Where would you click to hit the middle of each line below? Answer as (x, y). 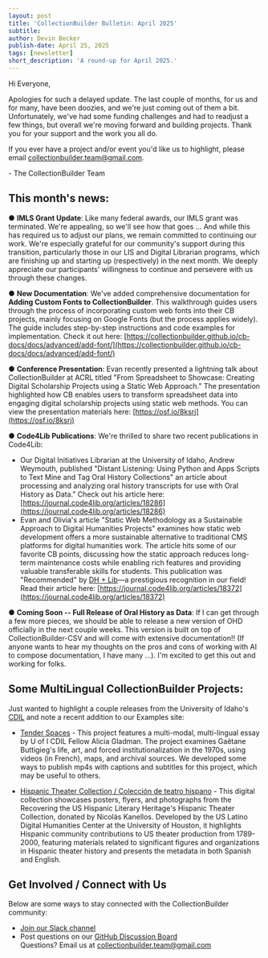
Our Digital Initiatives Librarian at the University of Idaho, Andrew (127, 460)
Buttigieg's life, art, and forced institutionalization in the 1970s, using (133, 749)
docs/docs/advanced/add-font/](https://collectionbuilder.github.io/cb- (125, 345)
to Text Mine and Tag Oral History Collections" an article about (123, 477)
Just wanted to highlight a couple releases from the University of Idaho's (128, 708)
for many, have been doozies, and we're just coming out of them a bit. (124, 107)
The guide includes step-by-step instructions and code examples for (122, 328)
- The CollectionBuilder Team (57, 173)
